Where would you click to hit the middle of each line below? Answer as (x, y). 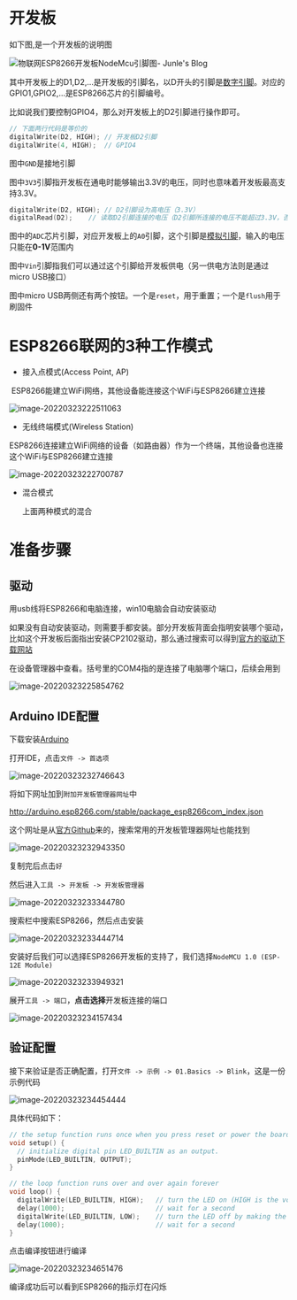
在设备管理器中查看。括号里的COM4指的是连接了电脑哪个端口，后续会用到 (145, 668)
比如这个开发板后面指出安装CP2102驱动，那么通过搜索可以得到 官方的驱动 (143, 639)
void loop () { (35, 1192)
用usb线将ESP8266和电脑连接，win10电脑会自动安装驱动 (113, 609)
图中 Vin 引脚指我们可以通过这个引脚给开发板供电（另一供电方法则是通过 (139, 265)
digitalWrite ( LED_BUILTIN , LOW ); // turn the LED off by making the (152, 1216)
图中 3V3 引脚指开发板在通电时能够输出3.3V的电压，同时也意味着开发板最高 (144, 181)
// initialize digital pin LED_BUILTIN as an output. (118, 1151)
